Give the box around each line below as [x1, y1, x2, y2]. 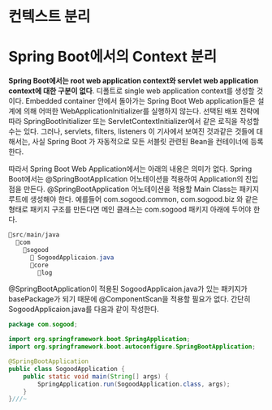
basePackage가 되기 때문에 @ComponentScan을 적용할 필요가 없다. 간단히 [8, 294, 251, 304]
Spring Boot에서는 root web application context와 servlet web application [8, 76, 259, 86]
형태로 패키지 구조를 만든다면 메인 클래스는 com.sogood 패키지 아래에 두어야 [8, 204, 252, 215]
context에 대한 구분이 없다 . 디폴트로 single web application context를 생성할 [8, 86, 255, 96]
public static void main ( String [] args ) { [23, 372, 169, 381]
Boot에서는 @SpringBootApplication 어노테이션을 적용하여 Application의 [8, 174, 244, 184]
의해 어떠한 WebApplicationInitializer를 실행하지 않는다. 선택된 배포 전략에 [23, 106, 260, 116]
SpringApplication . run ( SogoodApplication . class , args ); [37, 380, 231, 388]
